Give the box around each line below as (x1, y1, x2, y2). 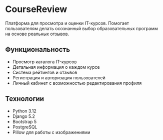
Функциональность (5, 45, 70, 54)
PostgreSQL (12, 124, 37, 130)
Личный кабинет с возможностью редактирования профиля (12, 80, 142, 86)
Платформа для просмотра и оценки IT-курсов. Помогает (5, 20, 129, 26)
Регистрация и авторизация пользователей (12, 74, 106, 81)
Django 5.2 (12, 113, 35, 119)
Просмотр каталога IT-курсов (12, 59, 77, 65)
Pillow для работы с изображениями (12, 129, 90, 135)
